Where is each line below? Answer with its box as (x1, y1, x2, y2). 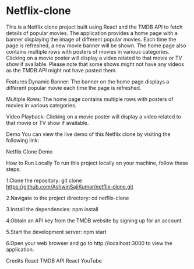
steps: (6, 165, 21, 173)
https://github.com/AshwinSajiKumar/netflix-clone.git (6, 183, 134, 190)
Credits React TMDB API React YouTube (6, 257, 102, 264)
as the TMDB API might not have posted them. (6, 67, 117, 74)
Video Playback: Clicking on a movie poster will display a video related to (6, 113, 182, 120)
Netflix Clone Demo (6, 148, 53, 155)
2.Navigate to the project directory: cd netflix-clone (6, 194, 129, 201)
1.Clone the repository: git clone (6, 177, 83, 184)
